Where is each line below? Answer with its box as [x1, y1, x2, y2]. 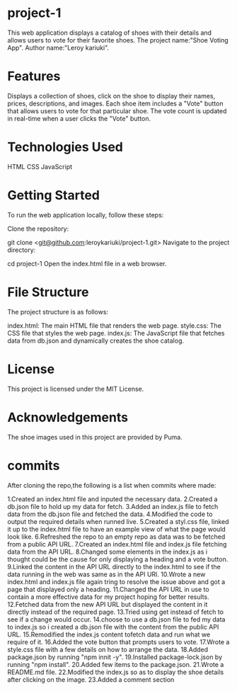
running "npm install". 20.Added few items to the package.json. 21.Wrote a [7, 660, 224, 668]
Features [7, 69, 61, 84]
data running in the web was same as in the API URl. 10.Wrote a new [7, 570, 206, 578]
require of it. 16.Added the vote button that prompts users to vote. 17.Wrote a [7, 637, 230, 646]
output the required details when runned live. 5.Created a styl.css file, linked [7, 517, 229, 525]
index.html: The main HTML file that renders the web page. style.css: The [7, 321, 221, 330]
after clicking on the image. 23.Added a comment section [7, 675, 175, 684]
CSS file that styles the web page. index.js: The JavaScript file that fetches [7, 329, 225, 337]
